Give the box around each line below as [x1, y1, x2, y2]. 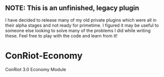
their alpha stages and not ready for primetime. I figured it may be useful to [5, 22, 159, 28]
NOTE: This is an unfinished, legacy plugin [5, 4, 139, 12]
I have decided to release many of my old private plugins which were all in [5, 17, 157, 23]
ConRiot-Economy [5, 50, 83, 61]
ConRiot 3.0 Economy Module [5, 66, 66, 72]
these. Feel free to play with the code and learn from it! [5, 33, 118, 38]
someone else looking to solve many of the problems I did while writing [5, 27, 151, 34]
